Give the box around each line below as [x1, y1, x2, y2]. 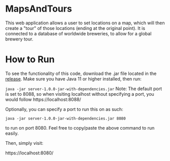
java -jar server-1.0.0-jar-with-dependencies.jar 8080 [5, 116, 126, 121]
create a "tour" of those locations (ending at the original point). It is [5, 25, 146, 31]
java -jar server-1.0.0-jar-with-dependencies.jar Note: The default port [5, 86, 162, 92]
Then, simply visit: [5, 140, 44, 146]
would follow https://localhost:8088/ [5, 96, 81, 102]
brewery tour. [5, 36, 33, 42]
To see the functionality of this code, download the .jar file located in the [5, 70, 157, 76]
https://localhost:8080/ [5, 150, 54, 156]
